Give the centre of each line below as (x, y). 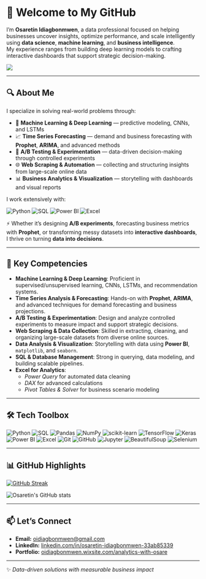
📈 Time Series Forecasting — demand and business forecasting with (104, 136)
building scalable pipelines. (50, 363)
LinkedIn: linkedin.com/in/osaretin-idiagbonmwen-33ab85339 (94, 545)
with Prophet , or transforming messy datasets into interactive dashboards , (102, 232)
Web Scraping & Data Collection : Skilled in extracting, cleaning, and (101, 330)
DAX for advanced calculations (63, 383)
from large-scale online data (51, 171)
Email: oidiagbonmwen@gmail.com (60, 539)
